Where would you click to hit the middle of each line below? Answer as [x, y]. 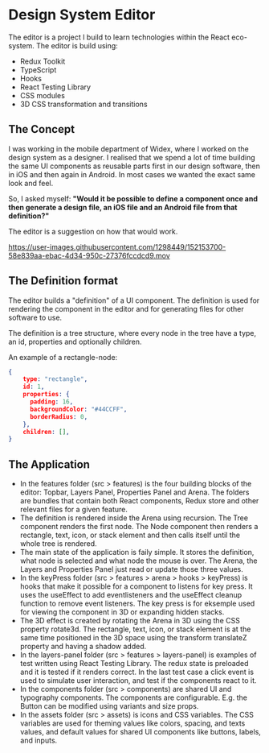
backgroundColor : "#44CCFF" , [78, 409]
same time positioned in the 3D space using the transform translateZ [133, 638]
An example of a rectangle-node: [63, 357]
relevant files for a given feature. [74, 510]
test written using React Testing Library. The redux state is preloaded [134, 664]
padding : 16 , [51, 402]
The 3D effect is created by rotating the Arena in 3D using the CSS [130, 621]
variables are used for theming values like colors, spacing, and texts [132, 723]
